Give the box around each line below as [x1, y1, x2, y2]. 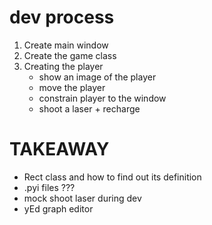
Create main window [23, 39, 109, 51]
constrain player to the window [38, 92, 167, 104]
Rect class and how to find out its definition [23, 171, 202, 183]
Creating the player [23, 60, 104, 72]
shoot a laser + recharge [38, 102, 141, 115]
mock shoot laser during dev [23, 192, 142, 204]
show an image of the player [38, 71, 157, 83]
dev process [9, 6, 115, 29]
